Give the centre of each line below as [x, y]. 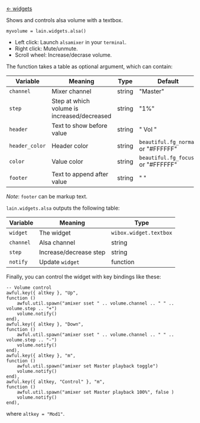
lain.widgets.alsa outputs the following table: [63, 208]
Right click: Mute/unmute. [46, 48]
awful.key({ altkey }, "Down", [45, 324]
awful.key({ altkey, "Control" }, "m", [56, 382]
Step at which [71, 101]
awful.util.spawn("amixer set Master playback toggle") [88, 366]
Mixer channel [71, 91]
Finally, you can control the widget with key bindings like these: [84, 277]
